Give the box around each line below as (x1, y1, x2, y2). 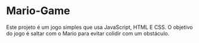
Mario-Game (6, 4, 70, 18)
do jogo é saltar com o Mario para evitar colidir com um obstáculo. (6, 29, 170, 37)
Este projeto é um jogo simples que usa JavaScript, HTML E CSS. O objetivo (6, 24, 193, 31)
